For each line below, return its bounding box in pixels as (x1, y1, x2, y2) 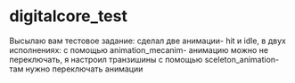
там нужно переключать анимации (9, 64, 143, 74)
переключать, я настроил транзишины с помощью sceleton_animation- (9, 54, 280, 64)
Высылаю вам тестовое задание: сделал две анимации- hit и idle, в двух (9, 35, 287, 46)
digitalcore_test (9, 6, 127, 26)
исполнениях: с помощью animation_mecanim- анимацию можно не (9, 44, 269, 55)
